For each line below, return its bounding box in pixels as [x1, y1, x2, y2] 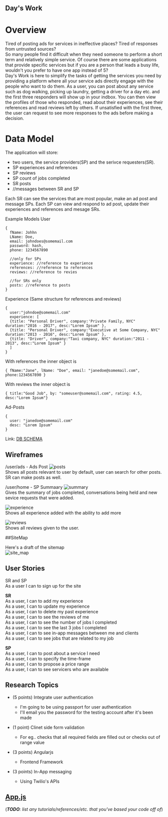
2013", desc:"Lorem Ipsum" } [5, 341, 66, 346]
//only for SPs [10, 256, 42, 261]
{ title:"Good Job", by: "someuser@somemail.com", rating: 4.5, [5, 391, 142, 396]
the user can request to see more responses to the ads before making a [5, 110, 153, 116]
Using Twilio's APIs [20, 778, 60, 784]
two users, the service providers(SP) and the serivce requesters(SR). [12, 159, 155, 165]
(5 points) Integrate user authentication [12, 694, 94, 700]
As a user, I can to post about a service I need [5, 650, 100, 656]
